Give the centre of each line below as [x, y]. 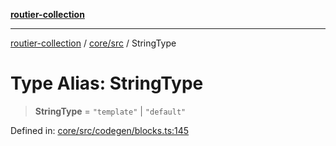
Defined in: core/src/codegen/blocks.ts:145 [100, 130]
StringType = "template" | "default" [110, 111]
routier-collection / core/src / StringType [93, 43]
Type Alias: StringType [107, 83]
